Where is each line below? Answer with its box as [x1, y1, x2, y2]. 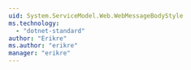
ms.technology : [8, 19, 60, 27]
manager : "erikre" [8, 49, 71, 57]
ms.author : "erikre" [8, 42, 79, 50]
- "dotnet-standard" [15, 27, 85, 35]
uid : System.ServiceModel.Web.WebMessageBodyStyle [8, 11, 184, 20]
